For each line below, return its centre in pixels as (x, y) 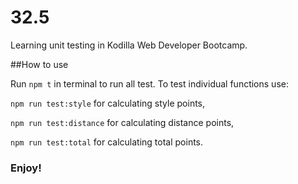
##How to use (39, 64)
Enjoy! (26, 168)
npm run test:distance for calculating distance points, (122, 122)
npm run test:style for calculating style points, (108, 103)
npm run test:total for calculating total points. (107, 142)
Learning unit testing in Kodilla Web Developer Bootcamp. (129, 45)
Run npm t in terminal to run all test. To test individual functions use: (149, 83)
